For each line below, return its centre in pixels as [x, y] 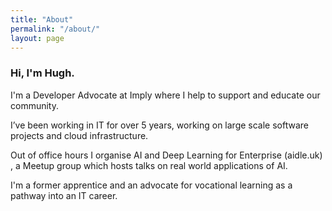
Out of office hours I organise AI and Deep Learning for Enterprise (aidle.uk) [166, 155]
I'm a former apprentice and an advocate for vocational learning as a [151, 185]
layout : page [37, 38]
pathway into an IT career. [64, 195]
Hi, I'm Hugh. [42, 73]
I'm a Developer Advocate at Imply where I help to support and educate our [165, 95]
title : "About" [42, 19]
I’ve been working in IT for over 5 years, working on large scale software [159, 125]
